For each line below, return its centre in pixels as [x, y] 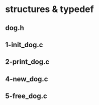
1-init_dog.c [24, 44]
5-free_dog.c [26, 96]
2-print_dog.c [27, 62]
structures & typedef [49, 9]
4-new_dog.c [27, 79]
